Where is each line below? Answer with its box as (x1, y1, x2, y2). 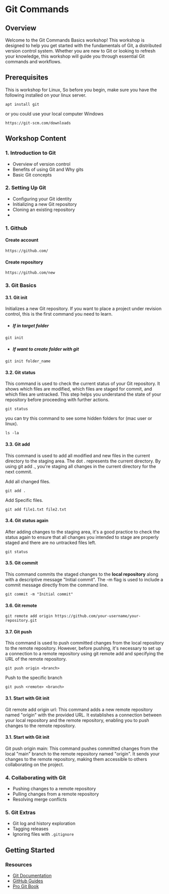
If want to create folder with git (12, 346, 79, 352)
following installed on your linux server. (5, 92, 87, 98)
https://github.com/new (5, 270, 55, 275)
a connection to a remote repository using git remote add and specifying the (5, 651, 164, 657)
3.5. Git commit (5, 560, 38, 566)
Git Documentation (12, 873, 52, 879)
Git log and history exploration (12, 821, 76, 827)
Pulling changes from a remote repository (12, 791, 99, 797)
